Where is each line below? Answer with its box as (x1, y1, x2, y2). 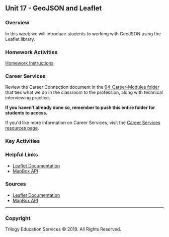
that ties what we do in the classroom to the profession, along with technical (5, 89, 163, 95)
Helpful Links (5, 151, 39, 158)
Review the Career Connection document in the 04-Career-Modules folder (5, 84, 160, 90)
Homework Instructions (5, 60, 54, 66)
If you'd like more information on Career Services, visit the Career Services (5, 120, 161, 126)
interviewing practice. (5, 95, 50, 101)
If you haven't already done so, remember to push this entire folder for (5, 104, 155, 110)
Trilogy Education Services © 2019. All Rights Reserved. (5, 226, 122, 232)
